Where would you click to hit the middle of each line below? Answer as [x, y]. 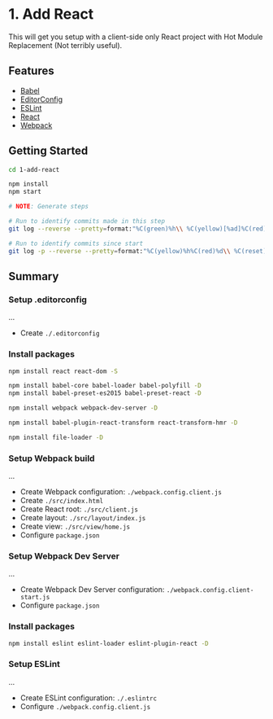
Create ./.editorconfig [60, 333]
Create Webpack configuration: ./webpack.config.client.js [121, 492]
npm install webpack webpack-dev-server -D [83, 408]
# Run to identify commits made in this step [87, 221]
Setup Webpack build [52, 458]
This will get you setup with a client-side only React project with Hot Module [136, 37]
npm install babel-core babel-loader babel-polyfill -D [105, 386]
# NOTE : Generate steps [49, 207]
